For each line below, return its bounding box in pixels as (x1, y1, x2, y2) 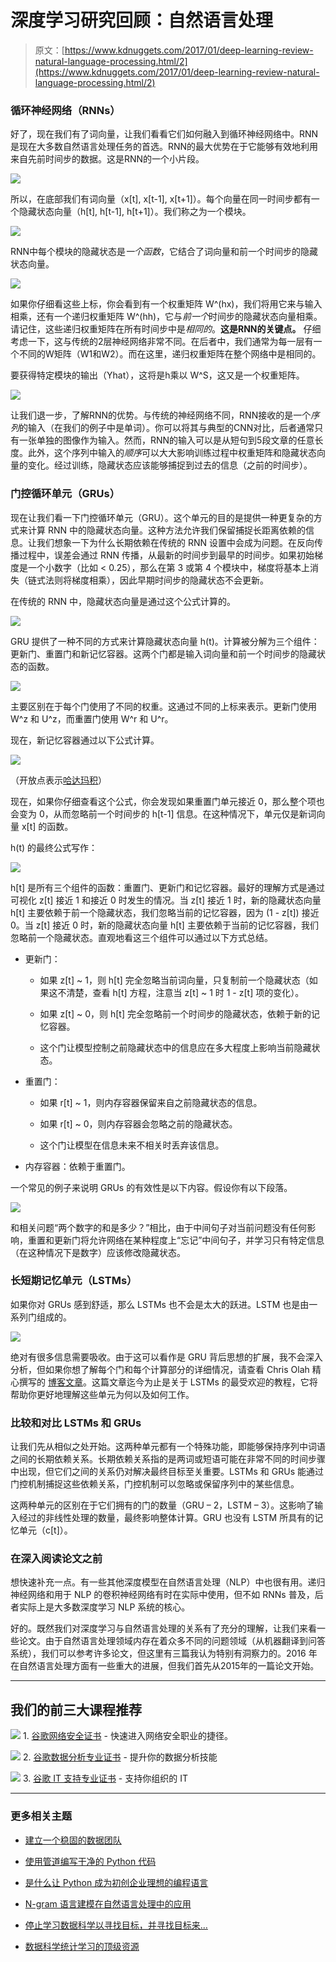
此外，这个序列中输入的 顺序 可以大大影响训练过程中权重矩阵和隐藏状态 (27, 447, 317, 459)
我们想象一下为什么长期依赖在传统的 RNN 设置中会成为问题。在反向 (36, 536, 315, 548)
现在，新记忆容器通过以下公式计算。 (10, 734, 160, 746)
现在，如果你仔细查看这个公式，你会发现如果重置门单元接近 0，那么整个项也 (10, 795, 325, 807)
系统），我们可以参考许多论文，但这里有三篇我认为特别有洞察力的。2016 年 (10, 1647, 318, 1660)
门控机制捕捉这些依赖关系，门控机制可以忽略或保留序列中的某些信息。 (10, 1478, 300, 1490)
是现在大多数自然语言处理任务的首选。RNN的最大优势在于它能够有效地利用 (10, 141, 319, 153)
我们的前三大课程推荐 (10, 1701, 142, 1718)
